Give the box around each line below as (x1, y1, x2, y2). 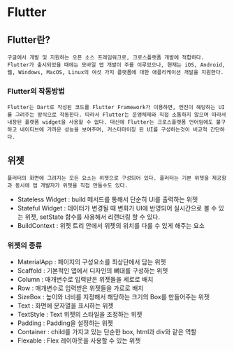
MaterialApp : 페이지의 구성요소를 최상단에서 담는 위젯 (17, 258, 166, 266)
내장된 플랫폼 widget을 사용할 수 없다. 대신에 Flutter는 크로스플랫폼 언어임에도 (7, 119, 213, 126)
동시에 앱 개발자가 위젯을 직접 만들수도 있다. (15, 182, 129, 189)
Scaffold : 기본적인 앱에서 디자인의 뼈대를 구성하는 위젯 (17, 266, 168, 275)
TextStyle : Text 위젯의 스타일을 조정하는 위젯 (17, 310, 142, 319)
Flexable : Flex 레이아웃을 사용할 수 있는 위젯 (17, 336, 141, 345)
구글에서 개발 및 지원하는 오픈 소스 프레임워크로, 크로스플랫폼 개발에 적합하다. (7, 54, 205, 61)
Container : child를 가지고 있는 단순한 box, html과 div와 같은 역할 (17, 328, 197, 336)
